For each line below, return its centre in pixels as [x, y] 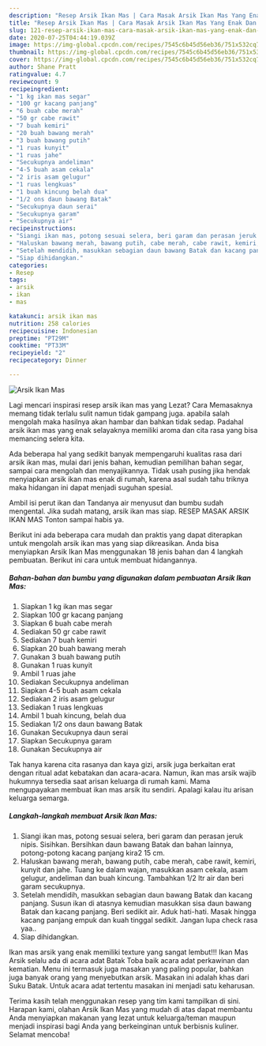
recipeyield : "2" [37, 353]
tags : [18, 280]
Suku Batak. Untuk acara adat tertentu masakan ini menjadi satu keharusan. [132, 985]
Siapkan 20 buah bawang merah [73, 648]
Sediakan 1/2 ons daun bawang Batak [81, 724]
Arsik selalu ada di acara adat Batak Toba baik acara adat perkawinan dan [129, 960]
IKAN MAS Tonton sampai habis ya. [67, 519]
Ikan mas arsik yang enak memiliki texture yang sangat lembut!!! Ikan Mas [129, 952]
